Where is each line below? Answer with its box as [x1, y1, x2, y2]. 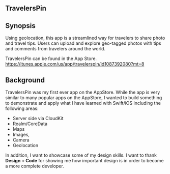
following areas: [5, 105, 39, 111]
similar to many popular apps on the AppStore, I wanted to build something [5, 95, 162, 101]
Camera [12, 137, 30, 143]
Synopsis [5, 21, 36, 30]
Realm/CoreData [12, 121, 47, 127]
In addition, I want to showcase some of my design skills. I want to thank [5, 152, 157, 158]
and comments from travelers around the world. [5, 46, 106, 52]
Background [5, 76, 45, 84]
